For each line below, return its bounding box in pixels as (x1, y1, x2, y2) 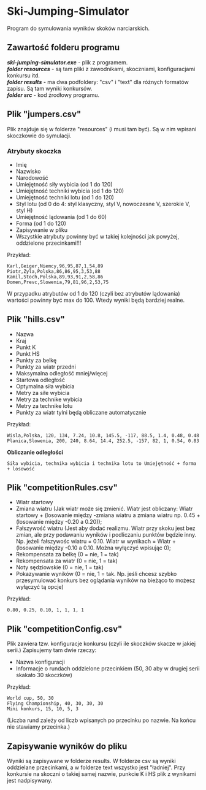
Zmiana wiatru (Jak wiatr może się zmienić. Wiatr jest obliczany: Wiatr (15, 505, 193, 513)
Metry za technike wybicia (15, 396, 83, 403)
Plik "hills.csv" (7, 314, 65, 324)
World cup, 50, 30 (7, 695, 54, 702)
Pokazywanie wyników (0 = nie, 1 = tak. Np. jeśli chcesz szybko (15, 570, 177, 578)
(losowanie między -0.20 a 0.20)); (15, 518, 102, 526)
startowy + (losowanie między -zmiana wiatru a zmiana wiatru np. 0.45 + (15, 512, 200, 519)
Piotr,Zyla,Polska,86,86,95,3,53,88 (7, 268, 101, 274)
